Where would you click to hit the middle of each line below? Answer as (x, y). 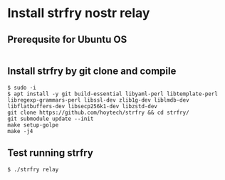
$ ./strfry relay (33, 169)
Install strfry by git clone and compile (92, 72)
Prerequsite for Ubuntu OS (67, 39)
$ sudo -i (22, 88)
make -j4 (20, 131)
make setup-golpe (33, 125)
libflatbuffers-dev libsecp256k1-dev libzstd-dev (83, 106)
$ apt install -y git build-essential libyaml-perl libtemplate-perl (113, 94)
